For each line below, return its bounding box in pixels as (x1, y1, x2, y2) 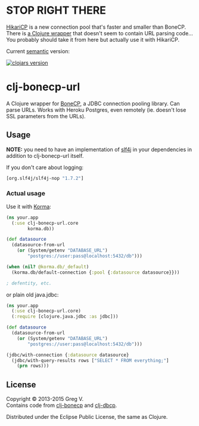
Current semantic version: (6, 47, 70, 54)
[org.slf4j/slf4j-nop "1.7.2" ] (6, 175, 84, 181)
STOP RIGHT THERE (6, 4, 106, 17)
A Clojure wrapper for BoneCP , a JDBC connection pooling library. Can (6, 100, 180, 107)
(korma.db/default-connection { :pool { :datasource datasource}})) (11, 269, 180, 275)
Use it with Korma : (6, 203, 52, 210)
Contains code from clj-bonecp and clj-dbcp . (6, 402, 117, 409)
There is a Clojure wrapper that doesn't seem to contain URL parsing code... (6, 29, 194, 36)
